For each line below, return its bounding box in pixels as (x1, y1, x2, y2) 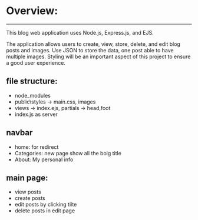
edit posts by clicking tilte (14, 201, 77, 208)
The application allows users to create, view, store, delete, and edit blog (6, 40, 181, 48)
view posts (14, 188, 41, 195)
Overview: (6, 4, 58, 18)
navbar (6, 128, 33, 138)
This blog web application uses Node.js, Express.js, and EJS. (6, 29, 154, 36)
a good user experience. (6, 59, 66, 66)
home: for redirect (14, 143, 59, 151)
